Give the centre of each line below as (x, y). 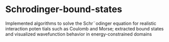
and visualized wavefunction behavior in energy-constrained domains (79, 34)
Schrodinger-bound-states (64, 9)
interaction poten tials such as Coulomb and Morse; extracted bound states (85, 28)
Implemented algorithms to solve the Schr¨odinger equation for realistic (81, 23)
